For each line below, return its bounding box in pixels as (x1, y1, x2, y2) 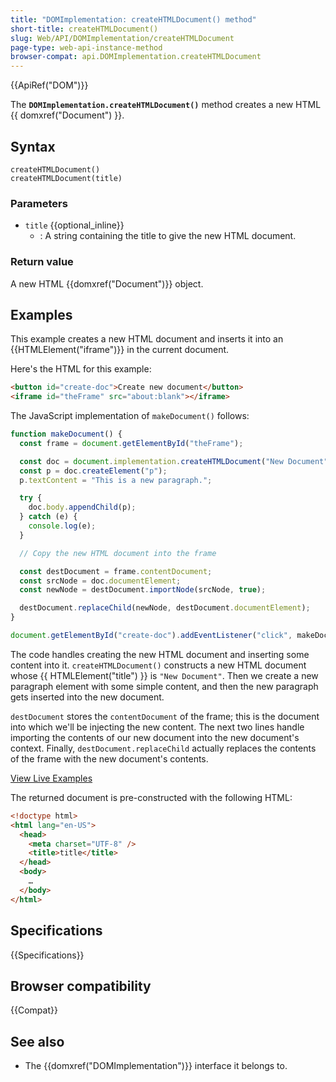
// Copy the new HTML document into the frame (19, 548, 217, 558)
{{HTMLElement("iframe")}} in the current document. (10, 344, 230, 356)
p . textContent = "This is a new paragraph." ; (19, 475, 213, 485)
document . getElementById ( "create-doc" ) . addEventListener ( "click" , (10, 631, 293, 641)
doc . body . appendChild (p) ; (28, 502, 137, 513)
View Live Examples (10, 772, 93, 784)
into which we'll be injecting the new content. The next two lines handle (10, 721, 305, 733)
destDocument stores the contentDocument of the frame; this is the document (10, 710, 320, 722)
